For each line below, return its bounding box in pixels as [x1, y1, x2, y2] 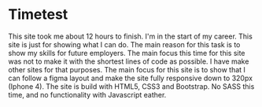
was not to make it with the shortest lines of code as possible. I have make [8, 57, 249, 66]
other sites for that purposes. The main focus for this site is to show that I [8, 65, 246, 74]
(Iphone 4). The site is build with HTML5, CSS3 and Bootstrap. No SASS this [8, 81, 255, 91]
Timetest [8, 6, 68, 24]
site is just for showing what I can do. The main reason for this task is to [8, 39, 241, 49]
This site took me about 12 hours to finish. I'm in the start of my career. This [8, 31, 253, 41]
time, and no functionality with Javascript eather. [8, 90, 167, 99]
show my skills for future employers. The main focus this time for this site [8, 48, 245, 57]
